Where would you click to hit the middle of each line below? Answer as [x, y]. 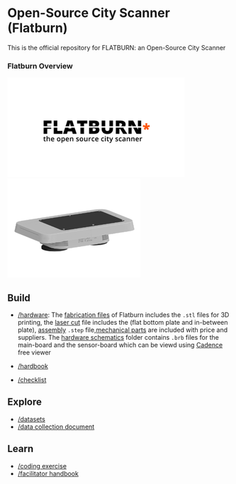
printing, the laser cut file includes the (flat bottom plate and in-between [123, 323]
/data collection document [56, 427]
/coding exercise [42, 466]
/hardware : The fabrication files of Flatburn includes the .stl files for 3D [123, 315]
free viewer [34, 352]
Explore [25, 402]
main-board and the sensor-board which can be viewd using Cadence [120, 345]
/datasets [32, 419]
